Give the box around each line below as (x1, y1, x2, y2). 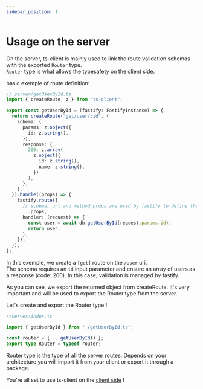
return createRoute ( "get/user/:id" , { (11, 113, 110, 120)
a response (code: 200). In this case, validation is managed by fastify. (6, 272, 179, 279)
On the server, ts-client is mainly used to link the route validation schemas (6, 55, 190, 62)
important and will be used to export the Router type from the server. (6, 290, 178, 297)
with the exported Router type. (6, 61, 83, 68)
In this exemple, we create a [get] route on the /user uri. (6, 259, 147, 266)
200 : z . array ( (28, 147, 63, 153)
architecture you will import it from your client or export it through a (6, 358, 174, 365)
